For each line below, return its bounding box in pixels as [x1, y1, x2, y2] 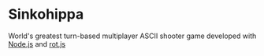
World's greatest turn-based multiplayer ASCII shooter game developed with [8, 31, 257, 40]
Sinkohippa [8, 5, 84, 23]
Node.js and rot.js [8, 39, 65, 48]
